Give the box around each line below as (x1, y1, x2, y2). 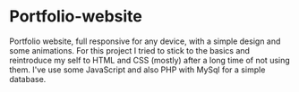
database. (9, 73, 47, 84)
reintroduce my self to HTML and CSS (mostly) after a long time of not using (9, 54, 291, 65)
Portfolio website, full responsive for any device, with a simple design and (9, 36, 281, 46)
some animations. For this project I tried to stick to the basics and (9, 45, 251, 55)
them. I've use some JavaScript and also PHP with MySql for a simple (9, 64, 266, 75)
